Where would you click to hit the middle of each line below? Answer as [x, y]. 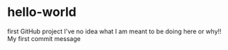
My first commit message [44, 38]
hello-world [42, 12]
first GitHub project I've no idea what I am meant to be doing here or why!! [115, 31]
